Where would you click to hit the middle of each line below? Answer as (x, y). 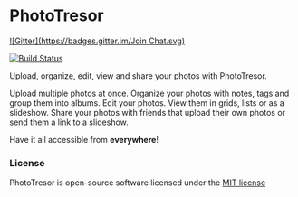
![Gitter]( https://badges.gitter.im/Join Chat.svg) (97, 41)
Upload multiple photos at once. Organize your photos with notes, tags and (149, 93)
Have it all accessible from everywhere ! (84, 139)
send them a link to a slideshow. (69, 122)
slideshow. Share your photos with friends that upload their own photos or (148, 112)
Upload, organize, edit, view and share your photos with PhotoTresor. (138, 75)
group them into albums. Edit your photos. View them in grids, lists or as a (147, 103)
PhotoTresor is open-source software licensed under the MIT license (138, 183)
